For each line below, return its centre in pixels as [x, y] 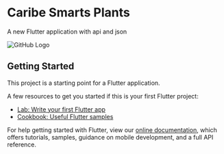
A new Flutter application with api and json [67, 31]
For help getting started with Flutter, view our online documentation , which [112, 130]
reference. [22, 144]
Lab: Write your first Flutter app [61, 109]
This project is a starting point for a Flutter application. [84, 83]
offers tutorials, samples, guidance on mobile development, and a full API [110, 137]
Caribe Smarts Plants [69, 13]
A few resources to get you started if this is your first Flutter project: [103, 96]
